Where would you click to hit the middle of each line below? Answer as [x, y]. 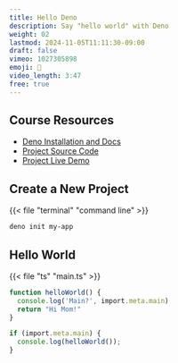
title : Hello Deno [43, 17]
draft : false [33, 51]
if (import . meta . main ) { [55, 333]
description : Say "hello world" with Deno [89, 26]
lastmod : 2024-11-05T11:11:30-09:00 [77, 42]
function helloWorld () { [55, 292]
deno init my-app [41, 227]
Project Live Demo [56, 161]
